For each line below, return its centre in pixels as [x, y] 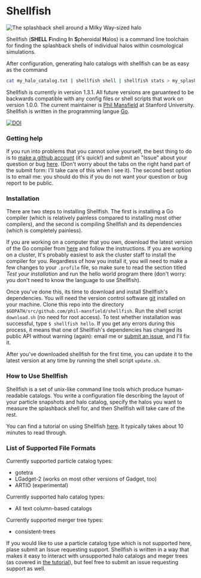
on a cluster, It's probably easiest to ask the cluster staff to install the [91, 255]
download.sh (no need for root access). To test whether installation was [94, 317]
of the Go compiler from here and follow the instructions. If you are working [99, 249]
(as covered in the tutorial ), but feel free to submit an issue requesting [92, 562]
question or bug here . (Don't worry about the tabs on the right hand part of [98, 164]
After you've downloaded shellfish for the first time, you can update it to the [99, 354]
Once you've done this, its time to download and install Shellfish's [87, 292]
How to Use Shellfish [37, 376]
